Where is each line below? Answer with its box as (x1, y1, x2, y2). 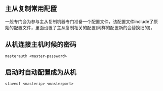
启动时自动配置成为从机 (5, 68, 76, 77)
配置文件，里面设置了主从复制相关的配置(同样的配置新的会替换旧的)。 (13, 24, 155, 30)
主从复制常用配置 (5, 4, 57, 13)
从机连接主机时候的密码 (5, 41, 76, 49)
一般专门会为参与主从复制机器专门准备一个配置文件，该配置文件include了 (5, 19, 154, 24)
